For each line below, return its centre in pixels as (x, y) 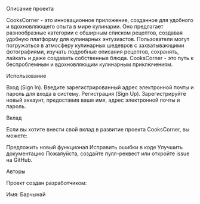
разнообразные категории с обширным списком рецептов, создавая (95, 33)
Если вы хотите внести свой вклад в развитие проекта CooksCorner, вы (98, 129)
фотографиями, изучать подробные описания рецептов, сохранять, (93, 52)
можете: (17, 136)
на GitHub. (19, 160)
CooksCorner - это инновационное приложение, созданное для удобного (100, 20)
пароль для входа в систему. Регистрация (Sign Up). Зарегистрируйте (96, 94)
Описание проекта (30, 9)
